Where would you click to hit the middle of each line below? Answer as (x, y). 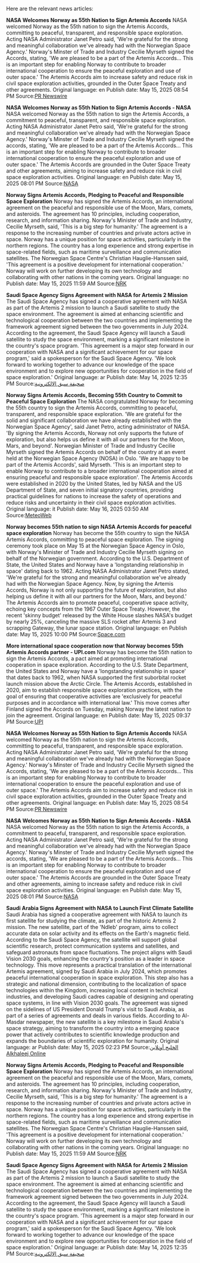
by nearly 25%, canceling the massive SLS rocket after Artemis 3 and (91, 622)
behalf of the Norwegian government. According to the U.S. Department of (98, 558)
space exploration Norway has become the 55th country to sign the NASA (98, 533)
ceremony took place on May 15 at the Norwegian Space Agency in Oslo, (96, 546)
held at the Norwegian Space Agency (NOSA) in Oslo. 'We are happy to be (97, 458)
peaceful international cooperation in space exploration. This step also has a (100, 978)
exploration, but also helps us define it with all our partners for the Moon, (96, 439)
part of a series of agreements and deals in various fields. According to (93, 1015)
